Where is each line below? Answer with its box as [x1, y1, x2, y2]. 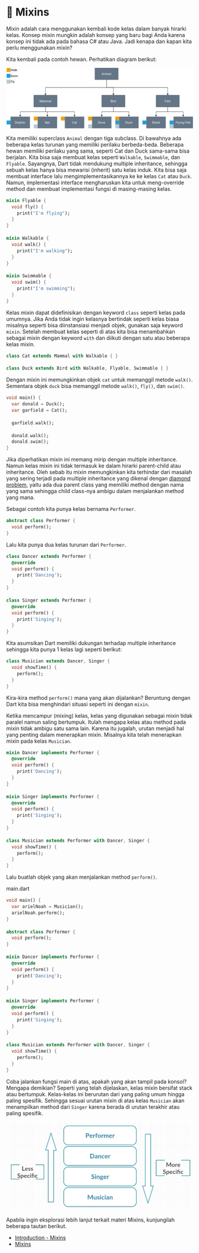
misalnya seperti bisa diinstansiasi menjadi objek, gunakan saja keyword [6, 321, 183, 328]
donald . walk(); [11, 432, 49, 439]
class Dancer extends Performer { [6, 553, 92, 559]
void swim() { [11, 280, 46, 286]
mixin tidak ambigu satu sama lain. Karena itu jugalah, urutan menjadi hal [6, 724, 184, 732]
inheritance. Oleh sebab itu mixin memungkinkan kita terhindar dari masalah [6, 469, 192, 476]
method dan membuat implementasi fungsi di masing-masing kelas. [6, 185, 172, 193]
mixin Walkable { [6, 235, 49, 241]
